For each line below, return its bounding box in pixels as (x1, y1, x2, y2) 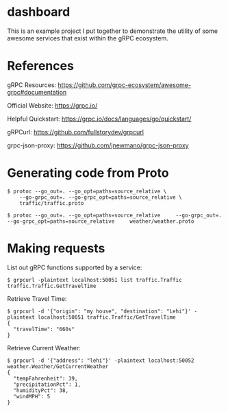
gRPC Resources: (7, 80, 57, 89)
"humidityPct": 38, (13, 387, 69, 394)
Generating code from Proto (7, 165, 169, 181)
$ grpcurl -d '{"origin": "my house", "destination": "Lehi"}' (7, 308, 192, 315)
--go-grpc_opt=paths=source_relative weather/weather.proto (7, 217, 194, 225)
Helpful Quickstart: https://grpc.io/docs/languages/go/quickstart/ (7, 114, 192, 123)
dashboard (7, 4, 71, 20)
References (7, 58, 74, 74)
